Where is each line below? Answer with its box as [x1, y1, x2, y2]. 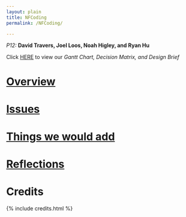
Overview [6, 75, 56, 88]
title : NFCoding [6, 14, 47, 20]
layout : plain [6, 8, 42, 15]
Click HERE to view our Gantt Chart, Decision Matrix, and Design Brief [6, 54, 180, 61]
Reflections [6, 157, 65, 171]
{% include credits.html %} [6, 205, 73, 212]
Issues [6, 102, 40, 116]
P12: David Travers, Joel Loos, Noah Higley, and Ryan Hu [6, 42, 150, 49]
